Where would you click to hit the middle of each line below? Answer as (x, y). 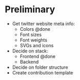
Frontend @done (38, 56)
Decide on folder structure (40, 67)
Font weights (33, 40)
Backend (29, 62)
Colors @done (35, 29)
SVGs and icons (37, 45)
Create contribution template (43, 72)
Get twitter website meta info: (43, 24)
